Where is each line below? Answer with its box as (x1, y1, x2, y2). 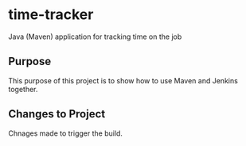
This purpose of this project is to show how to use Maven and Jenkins (8, 75, 239, 85)
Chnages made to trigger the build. (8, 129, 123, 138)
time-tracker (8, 6, 94, 24)
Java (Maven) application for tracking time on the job (8, 32, 182, 41)
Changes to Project (8, 107, 106, 121)
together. (8, 84, 38, 94)
